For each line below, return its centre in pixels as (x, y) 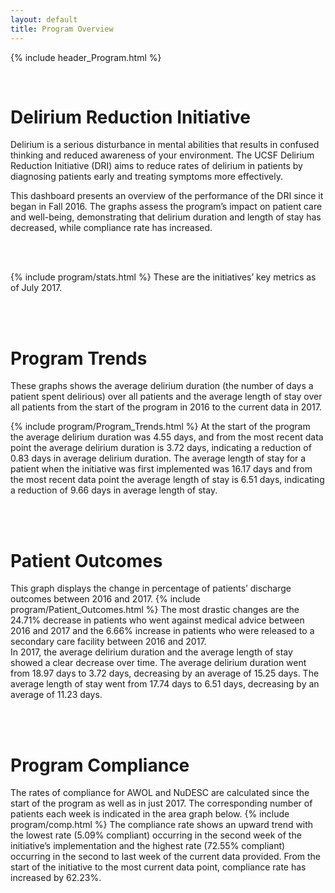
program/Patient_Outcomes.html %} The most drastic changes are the (155, 610)
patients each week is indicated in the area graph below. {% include (150, 814)
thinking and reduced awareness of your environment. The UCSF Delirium (162, 155)
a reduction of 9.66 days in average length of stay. (114, 490)
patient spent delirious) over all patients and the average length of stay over (166, 397)
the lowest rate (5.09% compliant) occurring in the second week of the (156, 835)
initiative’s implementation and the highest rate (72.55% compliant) (148, 846)
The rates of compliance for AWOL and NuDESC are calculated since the (160, 793)
